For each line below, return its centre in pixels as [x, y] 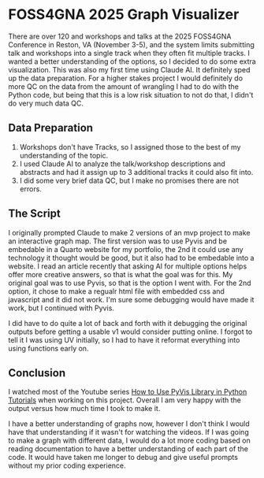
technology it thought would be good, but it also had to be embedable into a [131, 258]
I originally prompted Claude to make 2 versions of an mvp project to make [129, 232]
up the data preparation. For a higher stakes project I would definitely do [125, 78]
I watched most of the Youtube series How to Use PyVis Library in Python [128, 392]
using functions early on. [48, 348]
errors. [30, 189]
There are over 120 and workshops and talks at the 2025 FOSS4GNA [120, 36]
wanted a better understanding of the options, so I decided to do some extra [132, 61]
